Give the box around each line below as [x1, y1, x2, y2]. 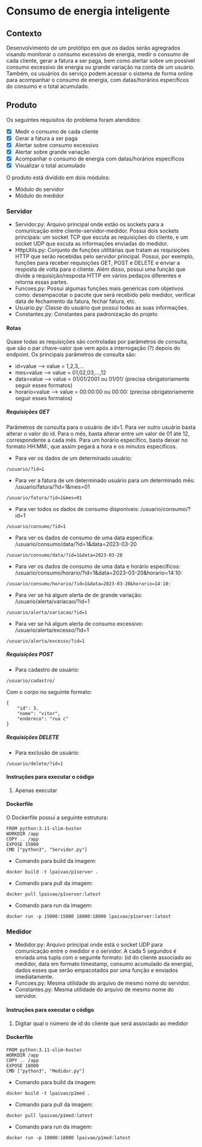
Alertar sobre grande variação [14, 148, 90, 155]
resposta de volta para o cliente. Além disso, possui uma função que [14, 265, 186, 273]
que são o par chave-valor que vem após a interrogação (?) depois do [6, 344, 180, 351]
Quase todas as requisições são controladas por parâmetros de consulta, [6, 338, 189, 345]
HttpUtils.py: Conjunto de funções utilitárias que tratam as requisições [14, 246, 190, 254]
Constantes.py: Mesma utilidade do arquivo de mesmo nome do [14, 986, 174, 993]
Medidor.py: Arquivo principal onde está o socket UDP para [14, 941, 163, 948]
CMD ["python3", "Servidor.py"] [6, 847, 87, 853]
